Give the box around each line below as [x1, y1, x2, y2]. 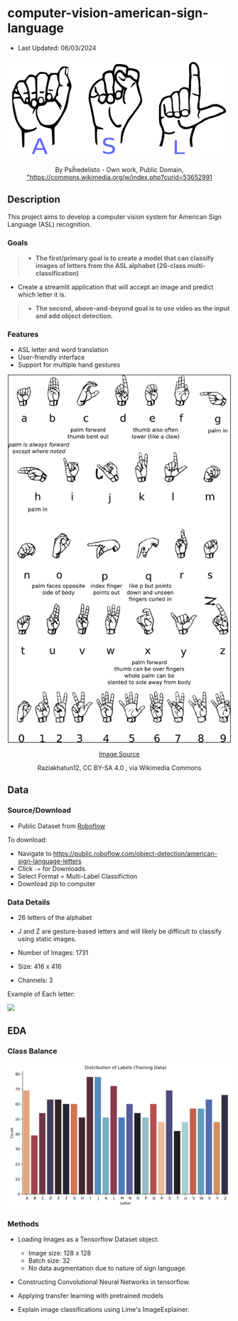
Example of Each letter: [7, 990, 76, 998]
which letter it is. [17, 290, 66, 299]
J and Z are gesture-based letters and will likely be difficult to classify [17, 927, 222, 936]
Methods [7, 1219, 39, 1229]
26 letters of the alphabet [17, 914, 92, 922]
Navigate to [17, 849, 52, 857]
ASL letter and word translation [17, 346, 109, 354]
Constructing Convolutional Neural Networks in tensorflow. [17, 1278, 190, 1286]
